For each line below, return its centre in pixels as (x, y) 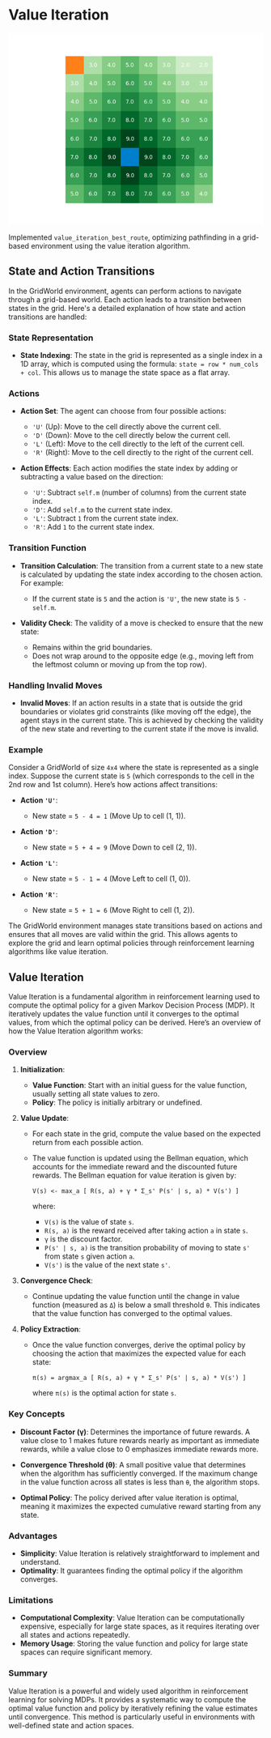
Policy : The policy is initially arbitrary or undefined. (117, 1102)
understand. (40, 1561)
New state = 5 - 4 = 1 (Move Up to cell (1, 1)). (109, 816)
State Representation (51, 338)
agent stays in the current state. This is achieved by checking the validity (142, 720)
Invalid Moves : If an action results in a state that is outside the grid (131, 703)
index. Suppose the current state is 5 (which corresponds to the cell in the (131, 776)
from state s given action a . (89, 1256)
